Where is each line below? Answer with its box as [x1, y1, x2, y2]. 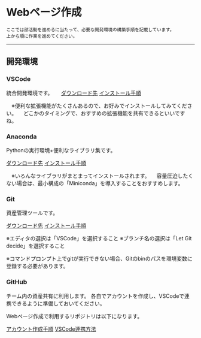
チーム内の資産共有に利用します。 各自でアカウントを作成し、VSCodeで [6, 292, 185, 300]
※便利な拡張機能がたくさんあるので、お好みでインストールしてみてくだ [11, 102, 187, 109]
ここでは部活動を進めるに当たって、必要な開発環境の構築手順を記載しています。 [6, 26, 175, 33]
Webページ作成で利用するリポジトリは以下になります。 [6, 312, 143, 319]
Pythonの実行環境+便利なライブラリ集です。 [6, 146, 116, 153]
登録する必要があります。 [6, 262, 69, 270]
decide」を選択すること [6, 242, 65, 249]
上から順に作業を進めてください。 [6, 33, 78, 39]
